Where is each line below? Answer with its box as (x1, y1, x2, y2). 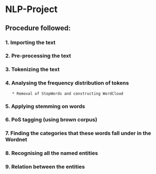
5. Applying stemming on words (5, 103, 85, 110)
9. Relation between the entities (5, 163, 85, 170)
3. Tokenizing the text (5, 66, 60, 73)
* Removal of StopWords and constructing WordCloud (12, 91, 124, 96)
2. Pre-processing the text (5, 52, 71, 59)
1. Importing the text (5, 39, 56, 46)
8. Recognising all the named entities (5, 150, 98, 157)
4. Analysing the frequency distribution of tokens (5, 79, 129, 86)
